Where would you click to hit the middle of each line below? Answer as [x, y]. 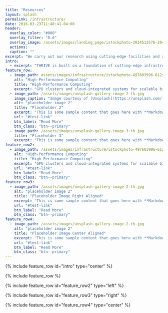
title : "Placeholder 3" [39, 136]
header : [13, 29]
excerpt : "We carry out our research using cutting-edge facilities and [82, 56]
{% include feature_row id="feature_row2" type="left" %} [64, 285]
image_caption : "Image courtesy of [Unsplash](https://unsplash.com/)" [90, 98]
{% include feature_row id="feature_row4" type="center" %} [68, 305]
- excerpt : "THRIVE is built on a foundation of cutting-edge [76, 66]
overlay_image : [25, 43]
